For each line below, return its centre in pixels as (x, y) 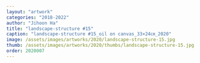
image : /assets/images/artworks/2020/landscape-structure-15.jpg (91, 40)
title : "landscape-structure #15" (50, 28)
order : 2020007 (26, 51)
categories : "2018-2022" (38, 17)
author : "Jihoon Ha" (33, 23)
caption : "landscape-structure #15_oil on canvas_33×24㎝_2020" (89, 34)
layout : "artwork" (29, 12)
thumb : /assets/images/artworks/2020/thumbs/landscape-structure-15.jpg (100, 46)
